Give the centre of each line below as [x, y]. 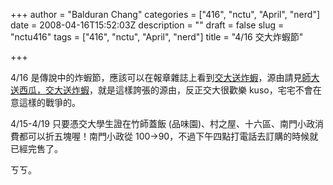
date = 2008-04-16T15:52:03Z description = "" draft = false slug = [147, 25]
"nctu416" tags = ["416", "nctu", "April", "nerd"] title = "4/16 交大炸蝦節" [157, 37]
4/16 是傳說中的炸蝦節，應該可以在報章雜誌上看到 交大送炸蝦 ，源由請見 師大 [165, 77]
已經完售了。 [36, 148]
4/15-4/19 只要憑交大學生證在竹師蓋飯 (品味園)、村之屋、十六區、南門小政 [163, 123]
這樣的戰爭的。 [49, 102]
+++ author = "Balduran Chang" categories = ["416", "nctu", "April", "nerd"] [165, 14]
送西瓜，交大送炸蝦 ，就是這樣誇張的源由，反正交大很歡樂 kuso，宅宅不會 [161, 90]
